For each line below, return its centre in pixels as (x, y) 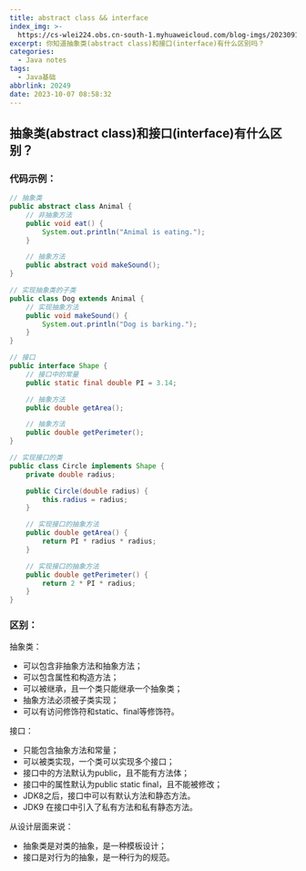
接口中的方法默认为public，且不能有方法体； (106, 773)
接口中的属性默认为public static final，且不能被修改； (122, 784)
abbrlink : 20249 (40, 86)
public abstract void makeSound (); (93, 265)
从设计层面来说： (41, 826)
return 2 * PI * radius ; (89, 583)
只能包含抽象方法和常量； (71, 750)
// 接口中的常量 (52, 374)
